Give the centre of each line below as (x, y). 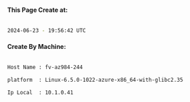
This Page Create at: (38, 10)
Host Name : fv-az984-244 (45, 67)
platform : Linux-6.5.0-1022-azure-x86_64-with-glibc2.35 (95, 80)
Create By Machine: (37, 46)
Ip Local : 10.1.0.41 (40, 93)
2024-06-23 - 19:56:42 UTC (47, 31)
